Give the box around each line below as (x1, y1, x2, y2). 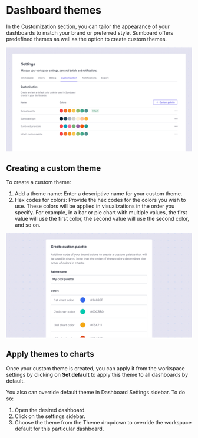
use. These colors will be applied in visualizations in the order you (14, 203, 175, 210)
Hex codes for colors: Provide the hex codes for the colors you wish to (14, 197, 187, 204)
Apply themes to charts (6, 349, 94, 359)
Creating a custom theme (6, 163, 101, 173)
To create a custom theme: (6, 179, 71, 186)
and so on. (14, 221, 41, 228)
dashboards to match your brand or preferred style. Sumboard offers (6, 29, 174, 36)
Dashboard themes (6, 4, 102, 17)
